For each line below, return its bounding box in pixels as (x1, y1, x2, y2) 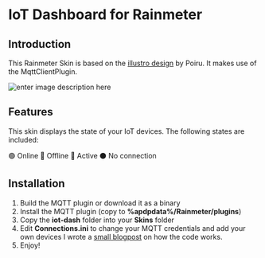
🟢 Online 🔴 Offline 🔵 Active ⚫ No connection (8, 150, 157, 160)
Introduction (8, 37, 72, 51)
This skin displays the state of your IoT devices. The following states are (8, 126, 245, 136)
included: (8, 135, 39, 144)
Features (8, 105, 53, 119)
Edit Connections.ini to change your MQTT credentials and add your (19, 223, 246, 233)
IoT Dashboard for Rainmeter (8, 6, 203, 24)
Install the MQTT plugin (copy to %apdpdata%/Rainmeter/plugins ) (19, 206, 242, 216)
